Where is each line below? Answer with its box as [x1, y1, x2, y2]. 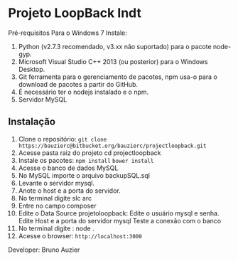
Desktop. [18, 65, 45, 73]
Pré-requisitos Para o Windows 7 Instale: [8, 28, 127, 37]
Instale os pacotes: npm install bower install [18, 156, 154, 164]
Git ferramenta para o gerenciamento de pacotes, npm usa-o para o [18, 73, 217, 81]
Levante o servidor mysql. [18, 179, 95, 187]
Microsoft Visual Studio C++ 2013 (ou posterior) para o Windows [18, 57, 208, 65]
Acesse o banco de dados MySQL [18, 164, 119, 172]
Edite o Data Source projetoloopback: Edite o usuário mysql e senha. [18, 208, 220, 218]
